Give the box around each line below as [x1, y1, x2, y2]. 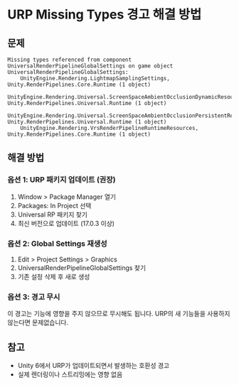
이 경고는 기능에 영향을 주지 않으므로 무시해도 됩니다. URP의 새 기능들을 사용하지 [7, 310, 230, 318]
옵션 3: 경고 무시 [7, 292, 60, 302]
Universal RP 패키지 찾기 [17, 210, 87, 219]
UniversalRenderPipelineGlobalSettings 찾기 [17, 264, 147, 272]
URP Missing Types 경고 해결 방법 [7, 6, 202, 23]
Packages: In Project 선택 [17, 201, 92, 210]
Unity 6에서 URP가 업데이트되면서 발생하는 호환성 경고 [17, 362, 169, 370]
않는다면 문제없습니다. [7, 318, 69, 327]
